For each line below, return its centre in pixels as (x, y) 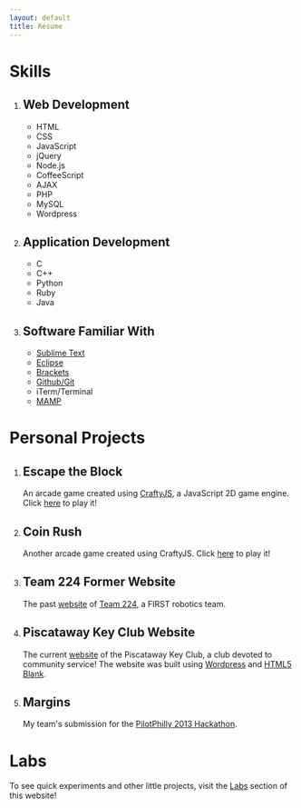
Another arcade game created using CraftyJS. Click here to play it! (146, 553)
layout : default (40, 18)
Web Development (76, 105)
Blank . (34, 673)
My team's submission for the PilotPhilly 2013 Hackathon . (130, 724)
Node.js (51, 165)
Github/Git (55, 382)
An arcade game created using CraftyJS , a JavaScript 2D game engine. (156, 494)
